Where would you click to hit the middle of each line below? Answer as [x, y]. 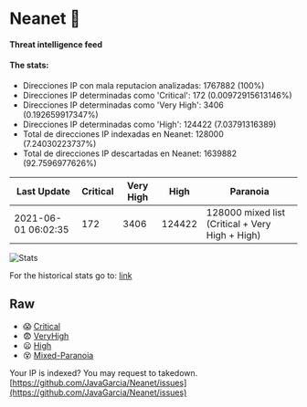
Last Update [44, 191]
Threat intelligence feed [56, 44]
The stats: [29, 65]
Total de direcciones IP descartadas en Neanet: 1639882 [130, 153]
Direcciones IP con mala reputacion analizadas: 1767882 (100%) [143, 85]
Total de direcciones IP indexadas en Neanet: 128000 [123, 134]
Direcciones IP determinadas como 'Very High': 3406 [123, 105]
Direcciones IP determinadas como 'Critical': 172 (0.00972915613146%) [157, 95]
